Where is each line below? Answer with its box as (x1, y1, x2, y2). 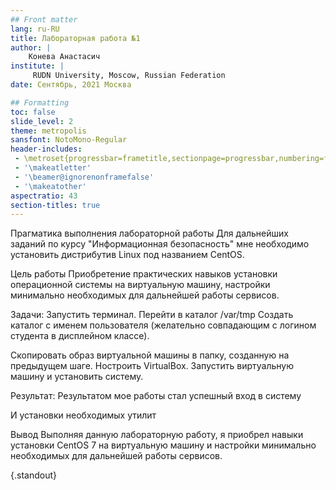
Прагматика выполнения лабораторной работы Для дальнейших (10, 227, 289, 240)
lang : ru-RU (10, 24, 60, 34)
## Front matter (10, 14, 78, 25)
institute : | (10, 61, 65, 71)
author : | (10, 42, 52, 53)
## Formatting (10, 97, 70, 108)
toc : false (10, 107, 56, 117)
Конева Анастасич (28, 52, 101, 62)
